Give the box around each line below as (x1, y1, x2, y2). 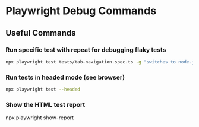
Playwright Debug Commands (5, 4, 157, 18)
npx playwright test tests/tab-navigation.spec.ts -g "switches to (5, 59, 176, 65)
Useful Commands (5, 28, 76, 38)
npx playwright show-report (5, 114, 74, 121)
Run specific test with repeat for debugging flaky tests (5, 46, 166, 54)
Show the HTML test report (5, 100, 86, 109)
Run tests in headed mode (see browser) (5, 73, 125, 81)
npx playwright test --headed (5, 87, 81, 93)
